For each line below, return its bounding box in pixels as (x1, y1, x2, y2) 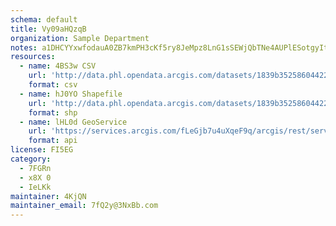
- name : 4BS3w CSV (19, 61, 97, 71)
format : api (28, 136, 78, 146)
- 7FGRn (19, 163, 52, 173)
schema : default (10, 14, 78, 25)
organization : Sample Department (10, 33, 150, 43)
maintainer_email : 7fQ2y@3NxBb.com (10, 201, 159, 211)
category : (10, 154, 52, 164)
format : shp (28, 107, 78, 118)
